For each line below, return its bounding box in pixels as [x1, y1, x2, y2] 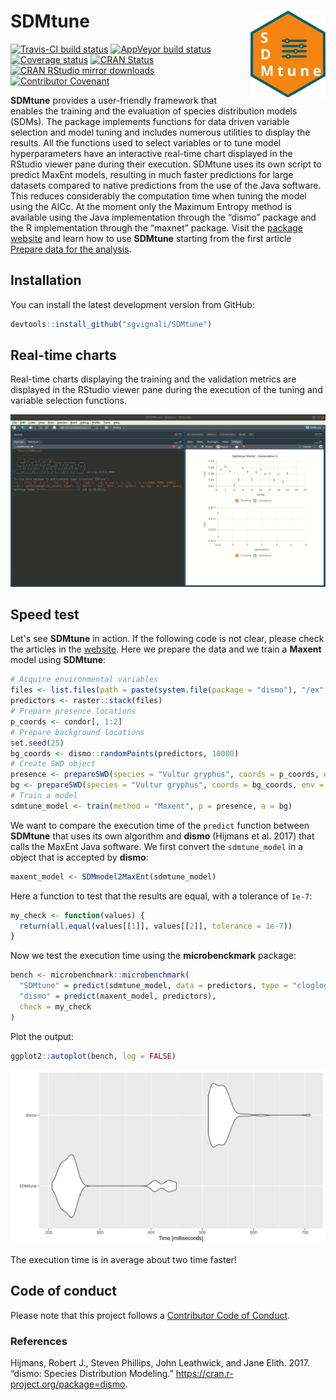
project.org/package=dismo [10, 1378, 126, 1390]
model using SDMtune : [10, 654, 107, 666]
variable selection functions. [10, 395, 127, 407]
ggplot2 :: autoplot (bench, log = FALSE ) [10, 1051, 177, 1061]
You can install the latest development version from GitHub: [10, 298, 255, 310]
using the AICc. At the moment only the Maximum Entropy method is [10, 200, 293, 212]
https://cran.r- [175, 1368, 234, 1380]
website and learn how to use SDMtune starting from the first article [10, 232, 292, 244]
